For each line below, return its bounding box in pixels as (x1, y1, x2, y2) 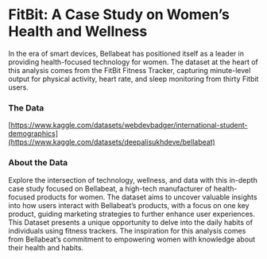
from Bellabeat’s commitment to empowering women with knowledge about (8, 234, 256, 244)
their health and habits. (8, 242, 84, 252)
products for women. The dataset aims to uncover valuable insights (37, 192, 257, 202)
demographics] (8, 129, 58, 138)
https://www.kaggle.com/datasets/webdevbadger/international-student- (10, 121, 248, 130)
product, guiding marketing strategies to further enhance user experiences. (8, 209, 256, 218)
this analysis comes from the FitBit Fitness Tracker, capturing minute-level (8, 65, 251, 75)
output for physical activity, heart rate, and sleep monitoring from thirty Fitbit (8, 74, 259, 83)
